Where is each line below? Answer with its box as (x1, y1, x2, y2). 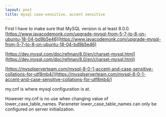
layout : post (5, 7, 32, 12)
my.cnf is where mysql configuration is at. (5, 86, 91, 92)
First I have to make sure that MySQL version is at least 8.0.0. (5, 25, 130, 31)
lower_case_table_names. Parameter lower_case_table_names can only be (5, 101, 157, 107)
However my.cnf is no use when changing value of (5, 95, 109, 102)
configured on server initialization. (5, 106, 75, 112)
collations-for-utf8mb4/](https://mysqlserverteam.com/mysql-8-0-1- (5, 71, 146, 77)
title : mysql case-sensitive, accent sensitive (5, 12, 106, 17)
